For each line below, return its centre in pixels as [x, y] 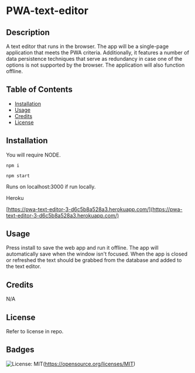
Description [28, 32]
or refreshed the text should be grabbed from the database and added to [94, 260]
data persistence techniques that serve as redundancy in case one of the [94, 59]
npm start [18, 176]
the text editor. [24, 267]
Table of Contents [40, 90]
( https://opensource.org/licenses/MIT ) [89, 364]
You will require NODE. [33, 155]
